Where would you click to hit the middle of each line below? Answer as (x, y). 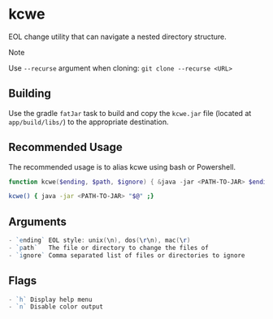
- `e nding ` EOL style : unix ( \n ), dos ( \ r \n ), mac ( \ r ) (100, 240)
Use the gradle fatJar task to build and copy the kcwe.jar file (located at (130, 113)
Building (30, 94)
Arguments (38, 221)
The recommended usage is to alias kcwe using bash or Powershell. (122, 166)
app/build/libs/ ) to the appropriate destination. (89, 122)
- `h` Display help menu (50, 300)
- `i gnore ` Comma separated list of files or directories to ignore (127, 255)
